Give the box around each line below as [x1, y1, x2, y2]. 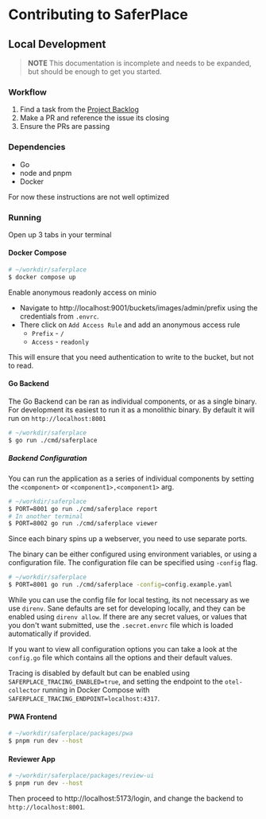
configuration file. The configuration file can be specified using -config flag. [8, 558, 258, 567]
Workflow [8, 86, 48, 97]
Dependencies [8, 142, 66, 153]
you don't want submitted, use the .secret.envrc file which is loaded [8, 621, 233, 630]
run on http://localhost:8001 [8, 414, 106, 423]
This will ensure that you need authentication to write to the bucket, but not [8, 352, 254, 361]
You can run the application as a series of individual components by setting [8, 474, 254, 483]
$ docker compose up [8, 273, 77, 281]
